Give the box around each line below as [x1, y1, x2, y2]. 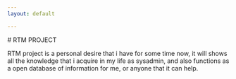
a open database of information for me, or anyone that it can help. [7, 64, 199, 72]
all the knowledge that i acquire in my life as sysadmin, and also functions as [7, 57, 230, 65]
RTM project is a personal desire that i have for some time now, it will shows [7, 49, 228, 57]
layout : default [7, 10, 55, 17]
